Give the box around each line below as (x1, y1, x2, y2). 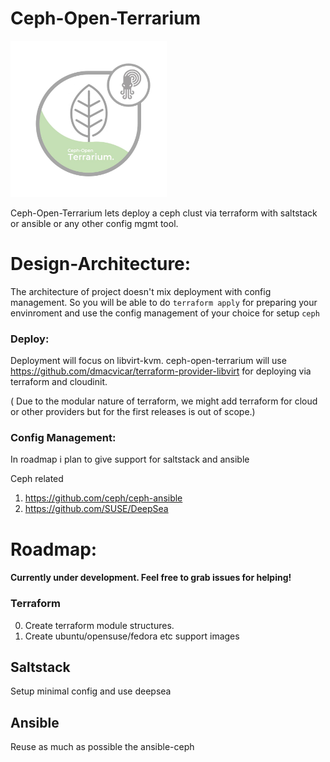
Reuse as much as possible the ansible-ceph (10, 741, 195, 753)
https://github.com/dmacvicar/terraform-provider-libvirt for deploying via (10, 365, 312, 377)
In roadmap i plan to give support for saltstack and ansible (10, 453, 250, 466)
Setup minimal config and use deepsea (10, 685, 172, 697)
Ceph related (10, 473, 64, 485)
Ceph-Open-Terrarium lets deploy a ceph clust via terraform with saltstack (10, 207, 318, 219)
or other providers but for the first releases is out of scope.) (10, 406, 256, 418)
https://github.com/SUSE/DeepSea (24, 503, 169, 515)
